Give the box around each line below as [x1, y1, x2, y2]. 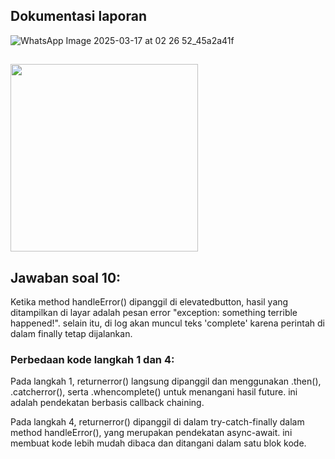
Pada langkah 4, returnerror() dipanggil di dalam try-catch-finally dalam [10, 416, 305, 428]
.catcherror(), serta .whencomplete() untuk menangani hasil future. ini [10, 386, 298, 398]
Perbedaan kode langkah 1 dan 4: [10, 352, 175, 366]
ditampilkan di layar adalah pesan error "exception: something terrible [10, 307, 298, 319]
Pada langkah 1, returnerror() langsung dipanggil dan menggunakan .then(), [10, 375, 322, 388]
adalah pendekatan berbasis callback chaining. [10, 397, 205, 409]
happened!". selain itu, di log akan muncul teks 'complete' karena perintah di [10, 317, 325, 329]
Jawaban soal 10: [10, 269, 122, 286]
